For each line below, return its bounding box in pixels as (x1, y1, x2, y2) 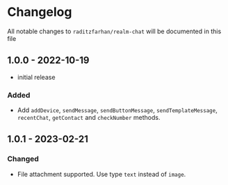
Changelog (7, 4, 72, 20)
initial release (17, 73, 56, 81)
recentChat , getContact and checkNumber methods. (17, 114, 161, 122)
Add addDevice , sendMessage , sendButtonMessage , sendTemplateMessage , (17, 106, 218, 114)
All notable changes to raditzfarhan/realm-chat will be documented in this (7, 27, 222, 35)
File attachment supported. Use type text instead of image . (17, 170, 186, 178)
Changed (7, 154, 40, 164)
